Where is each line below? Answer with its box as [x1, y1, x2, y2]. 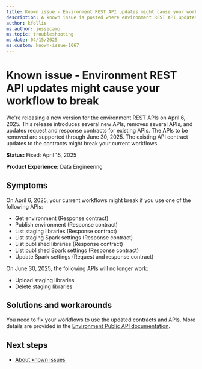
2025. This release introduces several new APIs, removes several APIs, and [6, 120, 193, 127]
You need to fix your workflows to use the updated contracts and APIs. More [6, 316, 196, 323]
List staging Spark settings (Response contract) [14, 233, 133, 241]
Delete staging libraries [14, 283, 73, 290]
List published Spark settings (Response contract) [14, 247, 139, 254]
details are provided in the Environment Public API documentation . [6, 323, 170, 330]
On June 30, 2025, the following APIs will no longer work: [6, 265, 148, 272]
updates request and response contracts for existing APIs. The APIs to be [6, 127, 188, 134]
